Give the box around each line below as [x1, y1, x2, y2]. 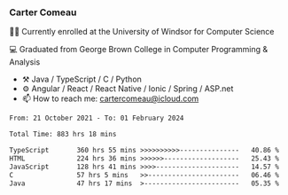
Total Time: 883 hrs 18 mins [9, 130, 117, 139]
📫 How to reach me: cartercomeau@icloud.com [21, 93, 199, 104]
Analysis [9, 57, 41, 67]
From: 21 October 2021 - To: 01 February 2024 [9, 113, 184, 123]
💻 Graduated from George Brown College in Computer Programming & [9, 44, 269, 55]
